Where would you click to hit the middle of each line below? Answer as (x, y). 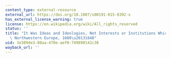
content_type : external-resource (41, 10)
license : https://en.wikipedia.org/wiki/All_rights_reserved (72, 24)
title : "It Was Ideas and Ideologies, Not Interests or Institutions (81, 33)
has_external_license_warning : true (44, 19)
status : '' (17, 29)
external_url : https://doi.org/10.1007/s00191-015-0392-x (68, 15)
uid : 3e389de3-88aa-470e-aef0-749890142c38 (52, 43)
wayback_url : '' (22, 47)
